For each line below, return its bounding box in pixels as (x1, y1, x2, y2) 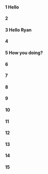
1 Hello (5, 4, 19, 10)
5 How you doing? (5, 49, 43, 55)
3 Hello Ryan (5, 26, 32, 32)
